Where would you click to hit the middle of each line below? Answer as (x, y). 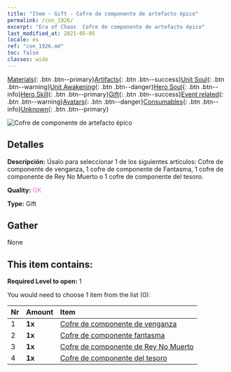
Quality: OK (24, 190)
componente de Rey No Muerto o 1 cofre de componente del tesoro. (106, 177)
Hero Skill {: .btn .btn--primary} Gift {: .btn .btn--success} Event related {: (122, 94)
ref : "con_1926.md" (36, 46)
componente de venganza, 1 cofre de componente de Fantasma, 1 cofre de (115, 169)
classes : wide (28, 60)
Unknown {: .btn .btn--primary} (65, 109)
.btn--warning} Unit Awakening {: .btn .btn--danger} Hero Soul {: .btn (104, 87)
